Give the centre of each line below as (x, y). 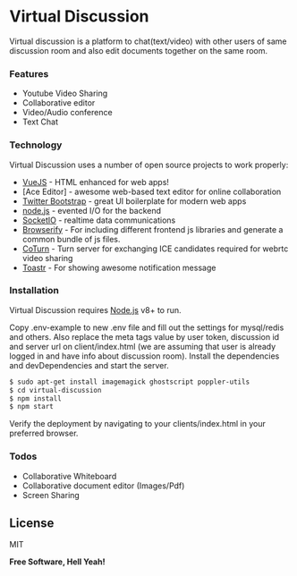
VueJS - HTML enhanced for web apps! (96, 182)
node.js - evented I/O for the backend (92, 210)
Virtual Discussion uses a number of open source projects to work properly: (149, 165)
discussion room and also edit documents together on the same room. (139, 50)
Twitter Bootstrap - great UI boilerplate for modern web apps (134, 201)
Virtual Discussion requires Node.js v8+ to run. (95, 309)
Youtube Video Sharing (65, 93)
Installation (34, 291)
